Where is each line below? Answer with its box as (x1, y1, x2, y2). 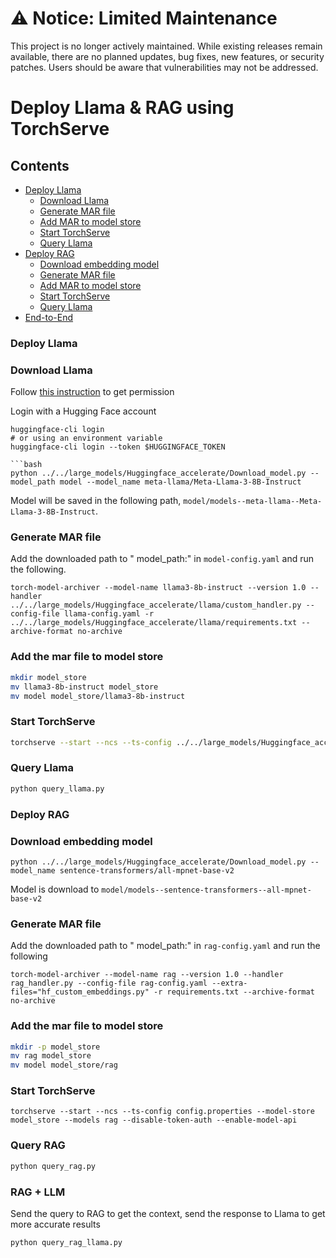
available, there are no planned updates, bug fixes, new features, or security (10, 50, 325, 62)
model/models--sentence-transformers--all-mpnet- (101, 885, 312, 895)
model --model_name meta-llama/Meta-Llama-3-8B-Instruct (59, 477, 302, 487)
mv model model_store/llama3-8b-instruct (10, 691, 186, 701)
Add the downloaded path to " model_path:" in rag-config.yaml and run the (10, 940, 321, 952)
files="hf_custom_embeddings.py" (10, 987, 150, 997)
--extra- (211, 978, 248, 989)
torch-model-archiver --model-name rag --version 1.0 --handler (10, 970, 284, 980)
